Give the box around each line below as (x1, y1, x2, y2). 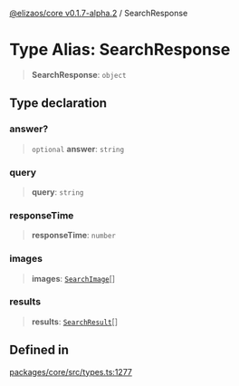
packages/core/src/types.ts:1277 (9, 366, 133, 377)
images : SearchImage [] (31, 273, 116, 284)
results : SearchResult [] (31, 316, 119, 327)
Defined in (9, 343, 70, 358)
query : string (31, 186, 84, 198)
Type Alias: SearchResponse (9, 40, 231, 60)
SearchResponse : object (31, 69, 127, 80)
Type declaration (9, 95, 107, 111)
